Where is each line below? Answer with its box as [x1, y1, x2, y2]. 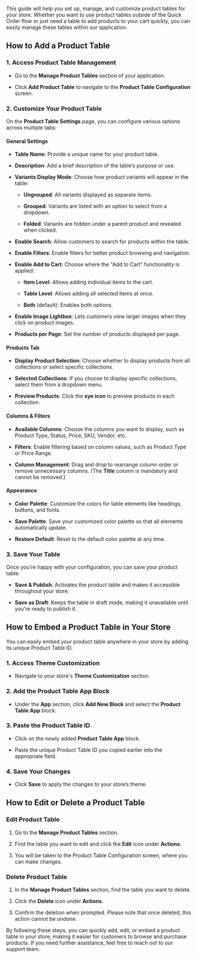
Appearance [6, 487, 37, 494]
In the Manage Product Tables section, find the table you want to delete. [14, 886, 191, 893]
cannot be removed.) [14, 473, 66, 480]
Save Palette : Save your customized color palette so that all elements [14, 517, 183, 524]
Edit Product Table [6, 815, 60, 824]
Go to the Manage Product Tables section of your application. [14, 72, 166, 79]
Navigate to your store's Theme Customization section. [14, 672, 151, 680]
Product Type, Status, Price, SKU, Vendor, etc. [14, 432, 127, 439]
